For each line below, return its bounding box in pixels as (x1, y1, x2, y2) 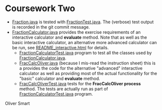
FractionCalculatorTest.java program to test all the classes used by (19, 49, 152, 56)
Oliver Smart (5, 100, 30, 106)
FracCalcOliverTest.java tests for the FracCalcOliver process (19, 80, 141, 86)
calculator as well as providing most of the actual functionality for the (19, 70, 157, 76)
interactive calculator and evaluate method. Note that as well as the (12, 34, 147, 40)
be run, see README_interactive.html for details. (12, 45, 109, 50)
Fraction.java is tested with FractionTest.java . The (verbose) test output (12, 19, 154, 25)
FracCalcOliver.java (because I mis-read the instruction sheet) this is (19, 60, 156, 66)
